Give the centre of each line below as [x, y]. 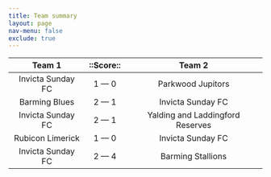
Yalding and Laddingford [194, 115]
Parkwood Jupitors [194, 84]
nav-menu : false [35, 31]
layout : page [30, 23]
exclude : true [32, 38]
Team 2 [194, 65]
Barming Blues [47, 102]
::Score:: [105, 65]
